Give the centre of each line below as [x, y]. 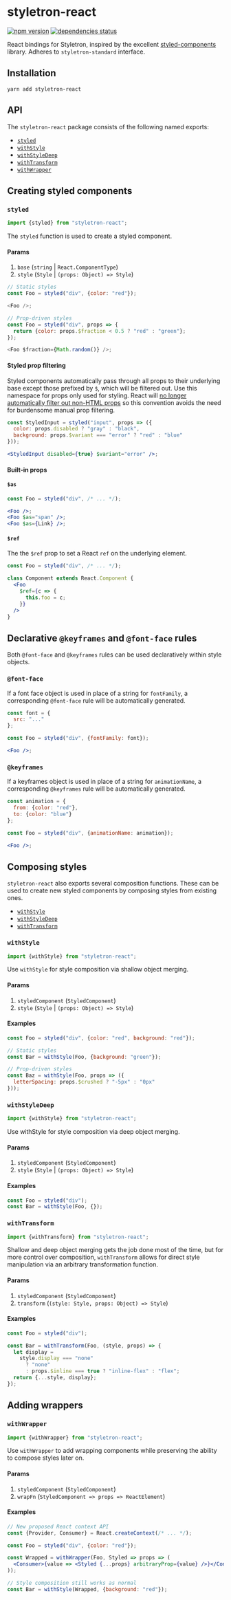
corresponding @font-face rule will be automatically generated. [96, 700]
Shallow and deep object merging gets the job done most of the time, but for [115, 1250]
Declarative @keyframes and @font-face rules [102, 638]
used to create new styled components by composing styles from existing [112, 890]
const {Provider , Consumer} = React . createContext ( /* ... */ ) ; [100, 1533]
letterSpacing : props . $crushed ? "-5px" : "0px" [84, 1082]
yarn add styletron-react [44, 89]
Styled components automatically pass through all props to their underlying [114, 381]
